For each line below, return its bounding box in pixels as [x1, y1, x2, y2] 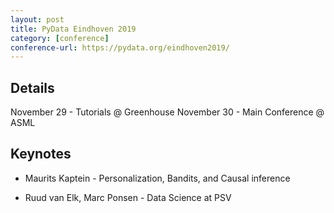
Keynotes [10, 146, 72, 163]
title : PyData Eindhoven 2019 [10, 24, 137, 34]
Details [10, 79, 55, 96]
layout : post [10, 14, 65, 25]
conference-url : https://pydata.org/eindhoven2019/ [10, 42, 230, 53]
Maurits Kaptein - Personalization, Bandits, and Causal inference [24, 172, 291, 184]
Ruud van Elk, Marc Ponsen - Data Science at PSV [24, 191, 232, 203]
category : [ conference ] [10, 33, 110, 43]
